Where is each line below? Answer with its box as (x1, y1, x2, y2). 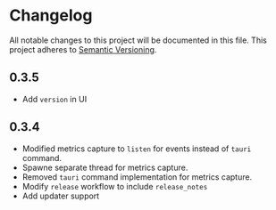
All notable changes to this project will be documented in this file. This (9, 35, 268, 45)
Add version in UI (21, 93, 88, 104)
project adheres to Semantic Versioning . (9, 44, 157, 54)
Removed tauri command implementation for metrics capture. (21, 171, 253, 182)
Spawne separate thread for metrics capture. (21, 162, 188, 173)
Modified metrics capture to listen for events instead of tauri (21, 143, 252, 154)
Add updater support (21, 190, 100, 201)
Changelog (9, 5, 93, 26)
